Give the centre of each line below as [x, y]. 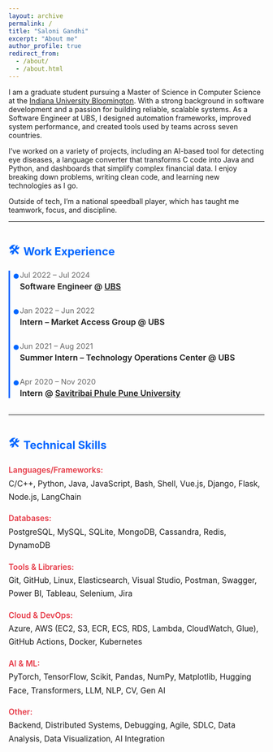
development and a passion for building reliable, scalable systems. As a [128, 109]
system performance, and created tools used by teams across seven [123, 126]
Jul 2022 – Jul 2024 [55, 275]
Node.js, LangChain [45, 497]
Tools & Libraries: [41, 567]
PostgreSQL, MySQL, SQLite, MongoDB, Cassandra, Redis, [117, 532]
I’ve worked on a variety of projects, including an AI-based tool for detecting [136, 150]
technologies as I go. [43, 185]
